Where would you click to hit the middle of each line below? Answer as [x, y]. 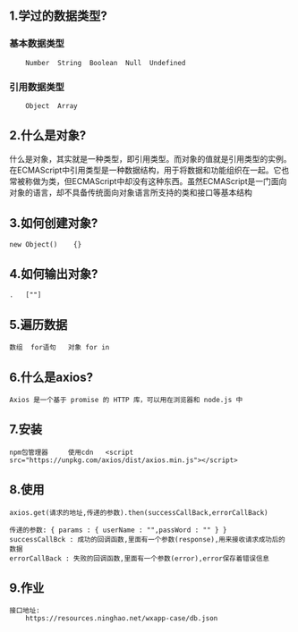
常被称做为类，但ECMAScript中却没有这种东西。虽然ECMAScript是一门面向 [148, 181]
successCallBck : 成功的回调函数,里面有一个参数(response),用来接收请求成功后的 [147, 539]
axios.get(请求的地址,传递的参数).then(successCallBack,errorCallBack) [139, 512]
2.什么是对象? [48, 135]
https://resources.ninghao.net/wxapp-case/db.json [122, 619]
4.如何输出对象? [54, 274]
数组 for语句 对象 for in [60, 348]
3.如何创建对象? [54, 223]
